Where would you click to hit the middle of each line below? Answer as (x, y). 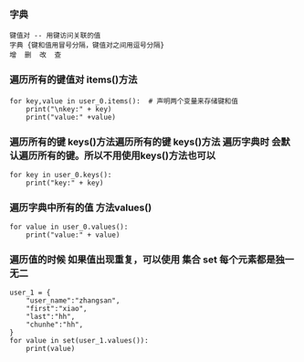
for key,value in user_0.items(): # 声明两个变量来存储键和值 (124, 101)
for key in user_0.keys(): (61, 175)
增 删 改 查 (36, 55)
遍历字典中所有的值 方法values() (81, 208)
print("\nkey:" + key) (69, 109)
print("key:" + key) (65, 183)
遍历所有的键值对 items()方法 (73, 80)
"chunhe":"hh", (55, 325)
